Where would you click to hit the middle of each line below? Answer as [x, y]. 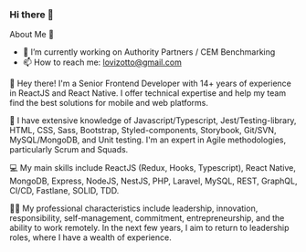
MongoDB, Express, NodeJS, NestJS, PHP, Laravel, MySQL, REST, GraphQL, [153, 181]
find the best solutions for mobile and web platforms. [109, 103]
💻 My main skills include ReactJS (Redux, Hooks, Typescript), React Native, [153, 168]
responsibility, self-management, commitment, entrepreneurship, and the [147, 218]
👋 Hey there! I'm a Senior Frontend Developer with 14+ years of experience [151, 84]
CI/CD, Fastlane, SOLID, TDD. [64, 191]
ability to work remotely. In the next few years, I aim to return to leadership [149, 228]
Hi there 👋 [32, 15]
